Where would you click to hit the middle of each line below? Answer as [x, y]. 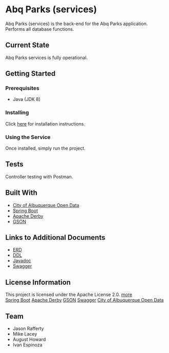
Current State [27, 45]
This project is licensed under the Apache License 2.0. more [69, 295]
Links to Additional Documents [55, 237]
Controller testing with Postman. [39, 176]
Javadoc [22, 261]
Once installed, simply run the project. [45, 148]
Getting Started [30, 74]
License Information [38, 282]
